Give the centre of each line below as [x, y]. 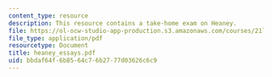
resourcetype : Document [49, 46]
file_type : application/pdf [56, 38]
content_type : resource [49, 16]
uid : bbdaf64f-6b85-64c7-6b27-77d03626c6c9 [83, 61]
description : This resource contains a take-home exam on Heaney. [123, 23]
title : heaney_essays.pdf [52, 53]
